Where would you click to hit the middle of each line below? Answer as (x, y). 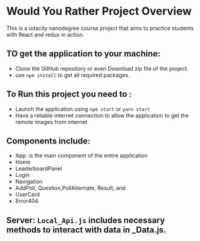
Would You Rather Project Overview (99, 11)
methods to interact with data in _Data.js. (86, 230)
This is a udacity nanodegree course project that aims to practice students (100, 28)
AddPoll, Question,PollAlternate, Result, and (70, 188)
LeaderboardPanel (39, 168)
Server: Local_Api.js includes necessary (86, 220)
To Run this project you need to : (69, 94)
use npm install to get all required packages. (72, 75)
